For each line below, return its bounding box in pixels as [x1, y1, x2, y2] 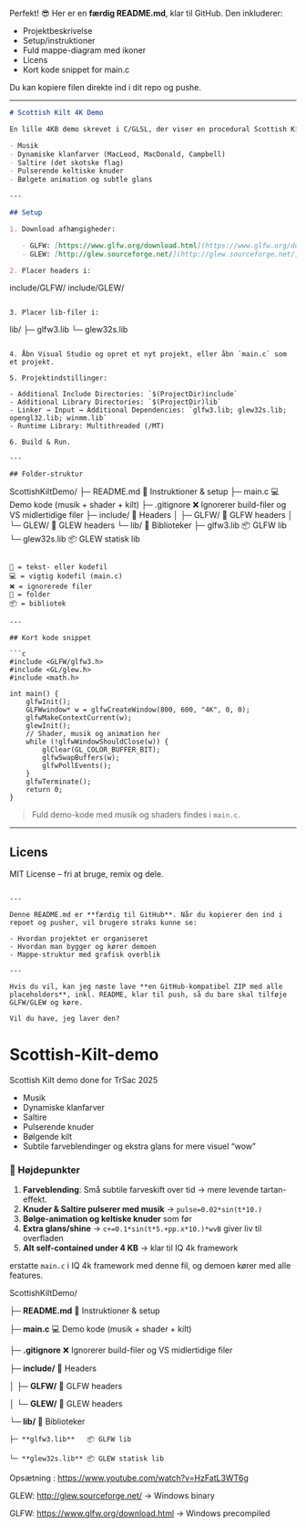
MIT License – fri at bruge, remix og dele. [9, 869, 164, 880]
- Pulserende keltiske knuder [9, 166, 125, 176]
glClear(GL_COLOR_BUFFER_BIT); [42, 745, 161, 754]
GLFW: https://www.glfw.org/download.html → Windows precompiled [9, 1508, 270, 1519]
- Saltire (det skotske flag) [9, 158, 125, 167]
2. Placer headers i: [9, 266, 92, 275]
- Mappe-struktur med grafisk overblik [9, 950, 161, 960]
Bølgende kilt [22, 1132, 73, 1143]
